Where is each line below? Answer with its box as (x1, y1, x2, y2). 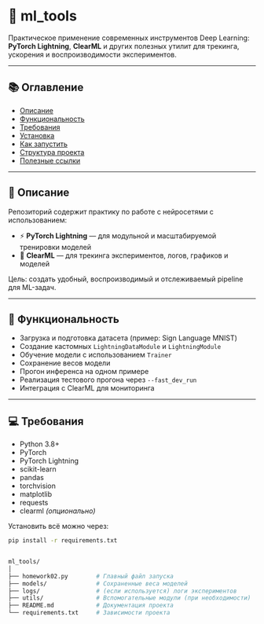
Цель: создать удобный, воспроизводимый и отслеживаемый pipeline (8, 274, 244, 284)
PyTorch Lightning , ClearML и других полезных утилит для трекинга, (8, 41, 240, 50)
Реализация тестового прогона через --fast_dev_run (19, 375, 197, 384)
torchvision (19, 481, 57, 490)
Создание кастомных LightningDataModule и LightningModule (19, 342, 222, 351)
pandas (19, 473, 45, 483)
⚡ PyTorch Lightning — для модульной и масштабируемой (19, 231, 217, 240)
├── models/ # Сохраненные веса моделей (8, 579, 189, 588)
